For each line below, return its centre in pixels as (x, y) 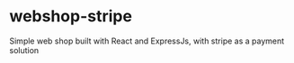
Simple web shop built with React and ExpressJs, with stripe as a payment (147, 41)
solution (24, 50)
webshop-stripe (71, 16)
